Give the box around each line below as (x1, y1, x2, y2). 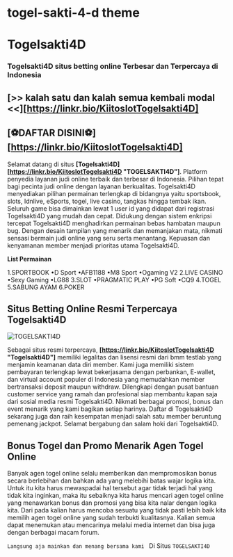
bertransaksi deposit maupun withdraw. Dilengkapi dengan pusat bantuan (7, 382, 219, 391)
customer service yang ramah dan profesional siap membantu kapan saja (7, 390, 218, 398)
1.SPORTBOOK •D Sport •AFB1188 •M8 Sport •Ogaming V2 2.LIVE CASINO (7, 268, 223, 276)
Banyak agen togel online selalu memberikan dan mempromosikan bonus (7, 469, 217, 478)
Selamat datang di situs (7, 160, 74, 168)
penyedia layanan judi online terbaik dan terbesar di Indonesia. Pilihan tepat (7, 175, 224, 183)
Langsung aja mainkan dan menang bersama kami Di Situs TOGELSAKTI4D (7, 542, 210, 550)
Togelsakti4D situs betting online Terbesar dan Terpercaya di (7, 61, 218, 71)
